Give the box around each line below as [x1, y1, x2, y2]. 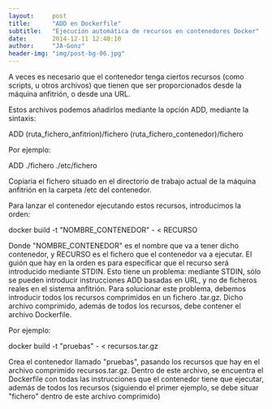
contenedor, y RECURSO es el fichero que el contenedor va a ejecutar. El [8, 249, 253, 259]
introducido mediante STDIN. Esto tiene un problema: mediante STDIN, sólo [8, 267, 261, 276]
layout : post [8, 11, 67, 20]
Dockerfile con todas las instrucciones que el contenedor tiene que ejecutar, [8, 374, 264, 384]
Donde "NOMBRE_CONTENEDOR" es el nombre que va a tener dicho [8, 241, 240, 250]
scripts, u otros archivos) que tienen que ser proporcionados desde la [8, 80, 242, 90]
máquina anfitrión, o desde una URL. [8, 89, 132, 98]
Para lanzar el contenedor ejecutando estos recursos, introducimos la [8, 200, 242, 210]
